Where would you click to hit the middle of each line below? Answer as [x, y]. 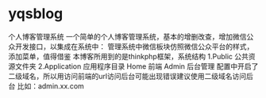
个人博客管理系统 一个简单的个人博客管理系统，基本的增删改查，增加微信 [127, 36]
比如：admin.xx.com [51, 86]
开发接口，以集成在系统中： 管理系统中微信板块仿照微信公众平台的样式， [134, 46]
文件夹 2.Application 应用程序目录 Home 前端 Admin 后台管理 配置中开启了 [137, 66]
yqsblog [36, 14]
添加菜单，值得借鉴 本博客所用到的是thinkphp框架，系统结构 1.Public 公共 [128, 56]
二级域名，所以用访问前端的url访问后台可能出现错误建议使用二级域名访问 [127, 76]
